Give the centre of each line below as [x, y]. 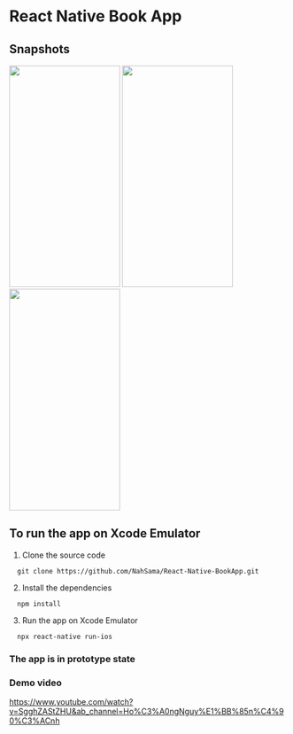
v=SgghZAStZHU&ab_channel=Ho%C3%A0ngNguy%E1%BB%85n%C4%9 [147, 712]
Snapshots [40, 49]
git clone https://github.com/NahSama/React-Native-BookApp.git [138, 571]
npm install [39, 604]
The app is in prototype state [72, 659]
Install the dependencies [67, 588]
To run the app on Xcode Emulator [105, 534]
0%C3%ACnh [35, 721]
